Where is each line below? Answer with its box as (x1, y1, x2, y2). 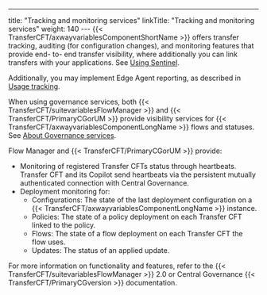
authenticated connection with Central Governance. (19, 178, 189, 187)
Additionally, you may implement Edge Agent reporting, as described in (8, 73, 242, 82)
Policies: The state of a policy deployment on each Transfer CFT (31, 212, 242, 221)
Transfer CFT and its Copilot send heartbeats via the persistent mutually (19, 170, 257, 179)
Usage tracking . (8, 82, 61, 91)
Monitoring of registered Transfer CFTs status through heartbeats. (19, 162, 237, 170)
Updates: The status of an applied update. (31, 246, 170, 255)
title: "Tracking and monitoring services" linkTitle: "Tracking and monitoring (8, 16, 255, 25)
